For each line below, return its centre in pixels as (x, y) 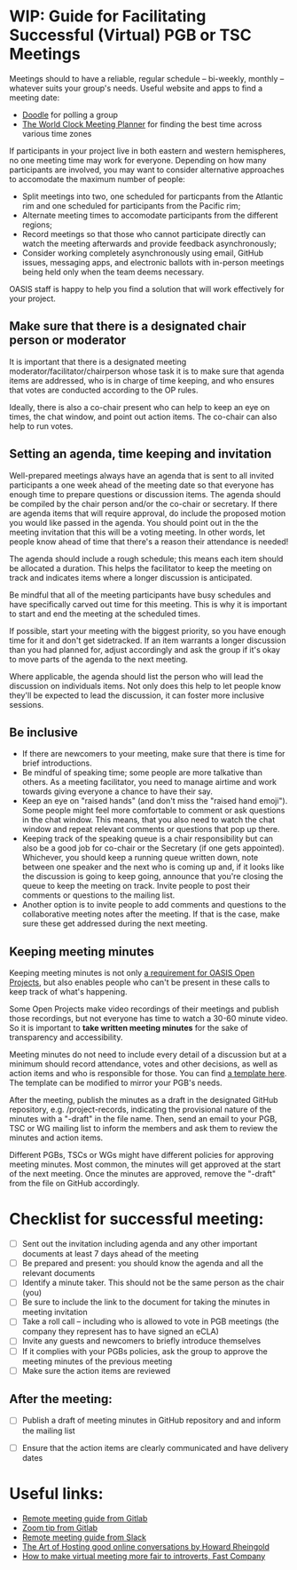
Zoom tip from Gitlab (60, 1527)
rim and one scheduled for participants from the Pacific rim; (131, 205)
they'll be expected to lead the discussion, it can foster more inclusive (137, 695)
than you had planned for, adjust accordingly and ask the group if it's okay (145, 649)
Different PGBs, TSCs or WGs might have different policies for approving (142, 1155)
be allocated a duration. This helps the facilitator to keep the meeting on (141, 568)
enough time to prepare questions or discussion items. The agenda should (145, 494)
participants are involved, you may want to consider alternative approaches (147, 170)
